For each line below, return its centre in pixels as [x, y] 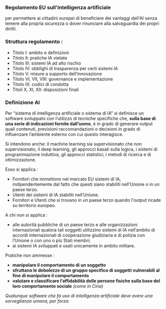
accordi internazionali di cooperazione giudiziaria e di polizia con [79, 235]
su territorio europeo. [34, 205]
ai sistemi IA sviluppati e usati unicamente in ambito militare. [74, 245]
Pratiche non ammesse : [30, 255]
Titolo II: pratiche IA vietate [40, 58]
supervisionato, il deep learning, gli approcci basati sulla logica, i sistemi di [81, 149]
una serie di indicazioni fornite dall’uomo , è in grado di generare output [79, 124]
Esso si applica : [22, 169]
